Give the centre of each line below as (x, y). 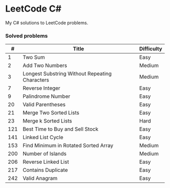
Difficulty (151, 49)
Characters (36, 80)
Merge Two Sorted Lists (51, 113)
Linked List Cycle (43, 138)
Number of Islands (45, 154)
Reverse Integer (41, 88)
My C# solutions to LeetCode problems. (47, 23)
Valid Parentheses (44, 105)
